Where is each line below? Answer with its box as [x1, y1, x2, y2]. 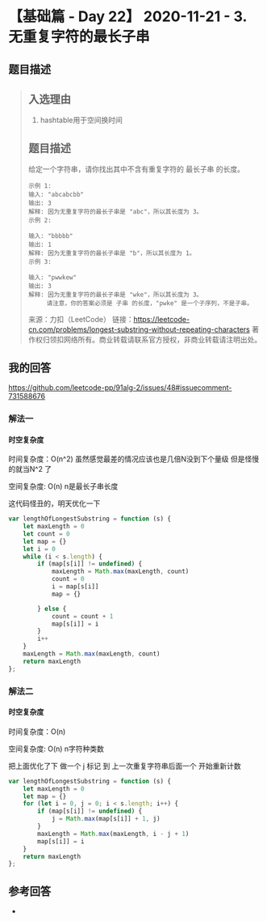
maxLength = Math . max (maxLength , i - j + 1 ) [37, 830, 190, 838]
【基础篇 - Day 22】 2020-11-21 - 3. [8, 7, 248, 26]
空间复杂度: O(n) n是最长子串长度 [8, 482, 119, 491]
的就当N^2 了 [8, 465, 52, 474]
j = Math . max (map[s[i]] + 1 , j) [51, 815, 161, 823]
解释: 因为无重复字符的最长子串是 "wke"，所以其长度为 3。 [27, 291, 203, 299]
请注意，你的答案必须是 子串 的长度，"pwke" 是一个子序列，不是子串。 [46, 299, 253, 308]
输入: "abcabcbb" [27, 191, 85, 199]
